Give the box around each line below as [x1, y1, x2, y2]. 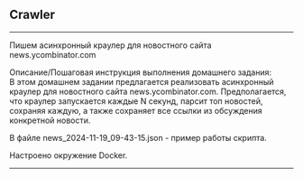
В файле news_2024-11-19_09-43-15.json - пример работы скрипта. [9, 132, 268, 143]
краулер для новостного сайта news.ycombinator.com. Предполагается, [9, 86, 287, 97]
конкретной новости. [9, 115, 91, 126]
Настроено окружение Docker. [9, 149, 128, 161]
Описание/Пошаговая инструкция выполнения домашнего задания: [9, 67, 272, 78]
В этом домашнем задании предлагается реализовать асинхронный [9, 76, 274, 87]
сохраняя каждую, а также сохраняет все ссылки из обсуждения [9, 105, 263, 116]
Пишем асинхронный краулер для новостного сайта [9, 40, 212, 51]
